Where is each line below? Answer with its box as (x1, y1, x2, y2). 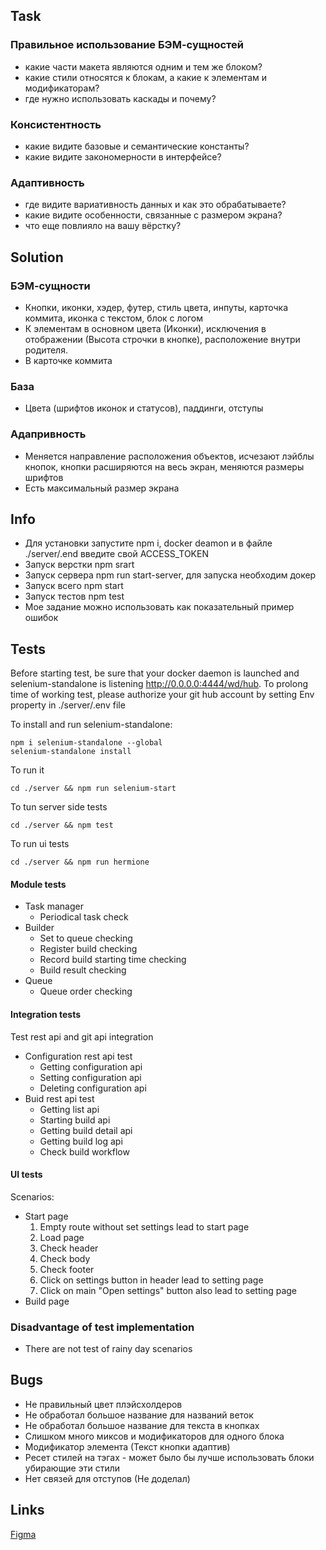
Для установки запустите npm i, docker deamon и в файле (24, 537, 273, 549)
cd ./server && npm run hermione (10, 857, 150, 868)
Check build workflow (39, 1145, 130, 1158)
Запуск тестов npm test (24, 590, 125, 603)
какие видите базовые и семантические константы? (24, 140, 250, 152)
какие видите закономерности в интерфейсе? (24, 150, 222, 163)
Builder (24, 922, 55, 934)
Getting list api (39, 1103, 100, 1115)
